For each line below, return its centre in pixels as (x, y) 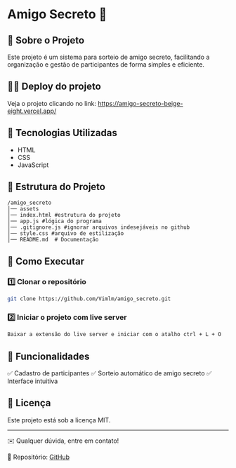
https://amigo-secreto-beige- (141, 103)
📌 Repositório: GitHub (39, 457)
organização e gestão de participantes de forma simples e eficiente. (106, 65)
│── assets (23, 209)
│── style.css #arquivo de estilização (66, 234)
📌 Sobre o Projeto (46, 40)
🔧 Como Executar (46, 261)
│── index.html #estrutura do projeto (64, 215)
